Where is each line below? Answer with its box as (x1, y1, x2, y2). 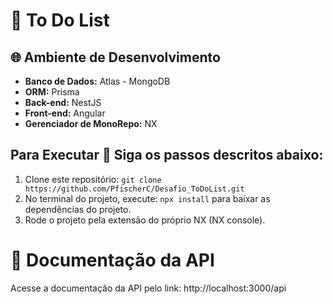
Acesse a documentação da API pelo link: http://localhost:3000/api (10, 282, 287, 294)
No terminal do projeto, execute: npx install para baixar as (24, 192, 271, 204)
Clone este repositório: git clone (24, 173, 162, 185)
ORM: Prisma (24, 86, 80, 98)
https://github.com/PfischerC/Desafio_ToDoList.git (24, 184, 245, 194)
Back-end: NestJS (24, 97, 102, 108)
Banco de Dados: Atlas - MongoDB (24, 75, 171, 87)
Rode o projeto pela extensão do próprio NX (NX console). (24, 214, 266, 226)
